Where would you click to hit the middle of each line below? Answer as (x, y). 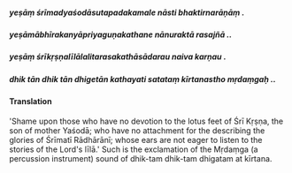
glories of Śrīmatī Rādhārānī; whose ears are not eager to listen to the (136, 139)
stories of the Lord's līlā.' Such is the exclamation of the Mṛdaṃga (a (134, 149)
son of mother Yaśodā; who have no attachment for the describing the (137, 130)
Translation (31, 102)
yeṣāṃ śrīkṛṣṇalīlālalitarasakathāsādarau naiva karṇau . (118, 56)
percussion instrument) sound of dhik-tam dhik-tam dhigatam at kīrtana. (141, 158)
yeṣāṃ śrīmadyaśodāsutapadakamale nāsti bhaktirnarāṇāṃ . (127, 12)
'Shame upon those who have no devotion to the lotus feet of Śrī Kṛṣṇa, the (146, 121)
